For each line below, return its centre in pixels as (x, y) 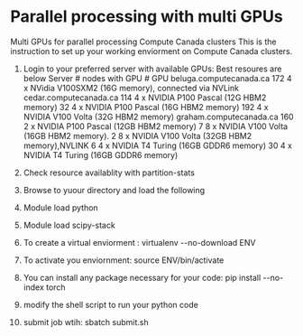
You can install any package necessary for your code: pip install (142, 277)
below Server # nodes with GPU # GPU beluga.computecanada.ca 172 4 (157, 78)
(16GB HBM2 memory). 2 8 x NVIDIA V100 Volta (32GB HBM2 (138, 135)
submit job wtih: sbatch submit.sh (86, 322)
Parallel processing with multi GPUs (147, 17)
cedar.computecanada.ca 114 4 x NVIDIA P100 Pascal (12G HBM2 (145, 98)
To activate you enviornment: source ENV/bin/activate (124, 260)
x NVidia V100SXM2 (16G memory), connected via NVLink (131, 88)
